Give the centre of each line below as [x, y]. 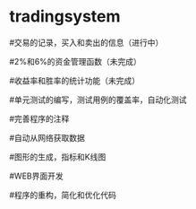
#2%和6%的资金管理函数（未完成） [75, 61]
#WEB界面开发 [37, 176]
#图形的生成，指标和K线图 [58, 157]
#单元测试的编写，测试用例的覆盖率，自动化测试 [98, 100]
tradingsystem [65, 17]
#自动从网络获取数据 [47, 137]
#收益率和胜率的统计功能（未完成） [75, 80]
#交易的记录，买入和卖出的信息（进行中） [86, 42]
